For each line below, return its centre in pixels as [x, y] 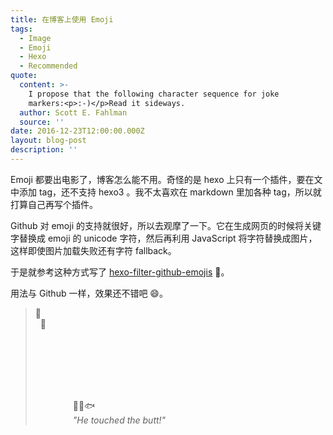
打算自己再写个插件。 [54, 204]
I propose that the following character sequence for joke [154, 94]
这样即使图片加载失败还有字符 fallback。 [93, 250]
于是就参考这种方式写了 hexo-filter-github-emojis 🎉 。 [120, 272]
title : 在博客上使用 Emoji [62, 19]
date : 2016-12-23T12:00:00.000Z [77, 131]
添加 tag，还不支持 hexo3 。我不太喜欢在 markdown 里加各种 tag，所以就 [170, 192]
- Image [35, 38]
